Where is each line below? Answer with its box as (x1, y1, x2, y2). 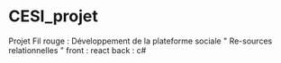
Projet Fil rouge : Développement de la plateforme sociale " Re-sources (8, 35, 273, 46)
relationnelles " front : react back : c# (8, 44, 147, 55)
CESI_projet (8, 6, 98, 27)
